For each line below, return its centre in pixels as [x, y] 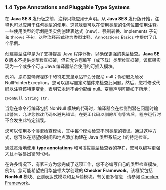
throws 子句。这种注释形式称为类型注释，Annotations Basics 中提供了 [82, 37]
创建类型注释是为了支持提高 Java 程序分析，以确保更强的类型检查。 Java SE [82, 54]
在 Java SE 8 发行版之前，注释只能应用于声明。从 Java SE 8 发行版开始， [80, 19]
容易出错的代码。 [35, 154]
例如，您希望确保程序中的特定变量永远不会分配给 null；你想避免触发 [74, 77]
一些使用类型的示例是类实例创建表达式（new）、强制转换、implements [76, 31]
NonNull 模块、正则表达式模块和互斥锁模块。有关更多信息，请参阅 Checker [82, 177]
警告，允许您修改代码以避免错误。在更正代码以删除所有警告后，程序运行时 [85, 114]
